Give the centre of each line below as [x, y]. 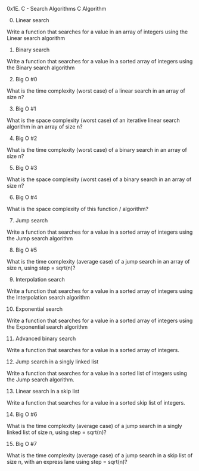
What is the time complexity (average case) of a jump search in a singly [94, 426]
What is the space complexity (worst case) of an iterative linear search [94, 120]
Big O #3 [26, 168]
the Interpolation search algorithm [48, 297]
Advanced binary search [46, 338]
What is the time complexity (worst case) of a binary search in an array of [97, 150]
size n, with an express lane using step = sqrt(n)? [67, 462]
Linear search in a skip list [47, 391]
